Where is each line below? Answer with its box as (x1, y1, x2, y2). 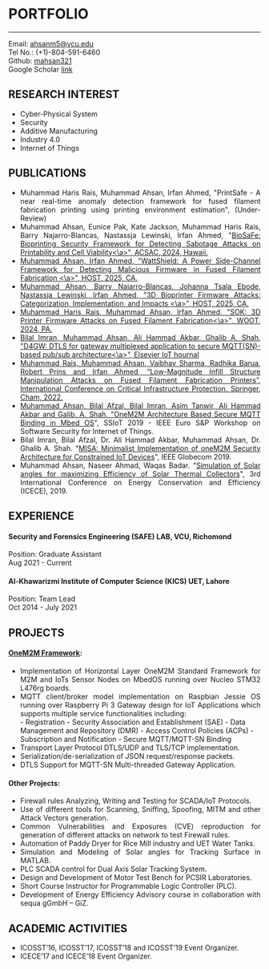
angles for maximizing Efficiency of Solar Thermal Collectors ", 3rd (19, 468, 261, 478)
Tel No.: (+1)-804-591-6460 (8, 47, 101, 57)
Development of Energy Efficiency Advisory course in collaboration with (19, 890, 261, 899)
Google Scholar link (8, 64, 74, 74)
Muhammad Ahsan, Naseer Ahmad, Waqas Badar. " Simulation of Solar (19, 460, 261, 470)
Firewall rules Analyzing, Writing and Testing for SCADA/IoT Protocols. (19, 796, 252, 806)
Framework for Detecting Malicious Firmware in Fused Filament (19, 264, 261, 274)
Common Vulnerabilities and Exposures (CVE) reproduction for (19, 821, 261, 831)
